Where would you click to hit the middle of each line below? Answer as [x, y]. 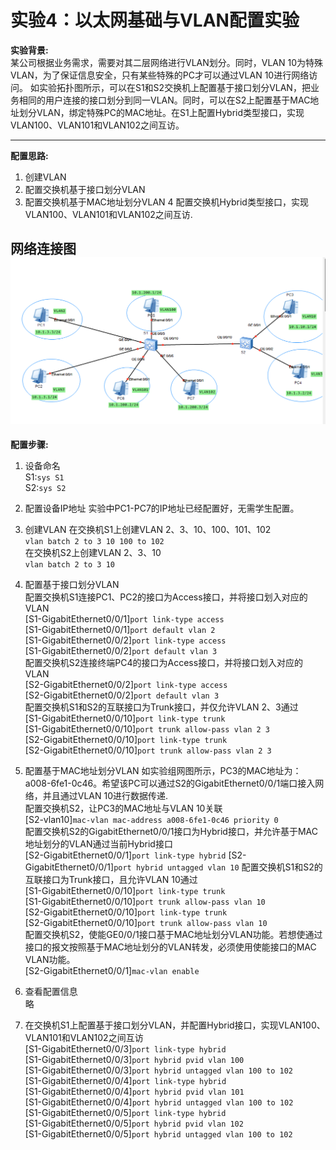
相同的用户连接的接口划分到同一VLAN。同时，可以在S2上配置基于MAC [164, 100]
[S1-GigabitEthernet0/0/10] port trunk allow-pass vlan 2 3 [147, 729]
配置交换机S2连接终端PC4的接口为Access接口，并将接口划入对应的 [164, 663]
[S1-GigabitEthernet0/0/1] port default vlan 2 [120, 630]
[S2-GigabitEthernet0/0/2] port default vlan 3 [122, 695]
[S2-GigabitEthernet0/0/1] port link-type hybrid [125, 855]
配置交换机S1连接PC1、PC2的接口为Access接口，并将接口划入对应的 [166, 597]
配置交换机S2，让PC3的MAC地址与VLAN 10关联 [123, 808]
